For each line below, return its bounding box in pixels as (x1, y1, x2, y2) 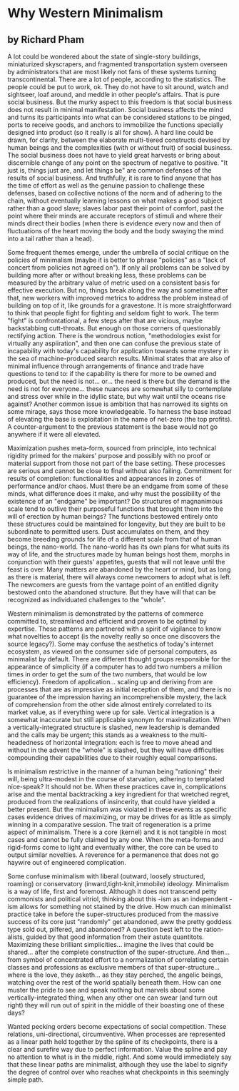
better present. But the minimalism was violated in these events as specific (7, 805, 227, 813)
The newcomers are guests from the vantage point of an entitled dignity (7, 580, 219, 589)
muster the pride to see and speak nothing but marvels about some (7, 986, 205, 994)
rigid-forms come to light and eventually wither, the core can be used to (7, 843, 219, 851)
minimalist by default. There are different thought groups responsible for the (7, 655, 231, 663)
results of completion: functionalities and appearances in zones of (7, 475, 202, 482)
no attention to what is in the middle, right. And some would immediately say (7, 1052, 232, 1061)
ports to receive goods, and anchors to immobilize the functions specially (7, 121, 223, 129)
